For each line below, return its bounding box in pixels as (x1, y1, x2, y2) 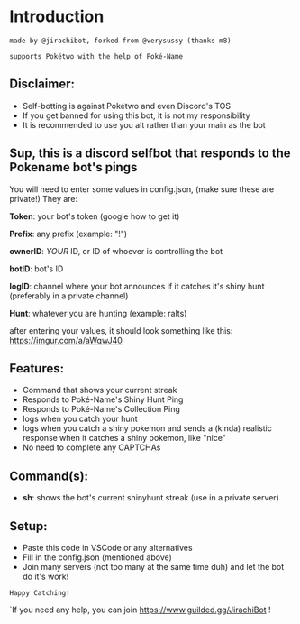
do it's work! (22, 571, 69, 582)
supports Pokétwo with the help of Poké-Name (9, 51, 183, 60)
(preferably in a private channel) (9, 290, 129, 301)
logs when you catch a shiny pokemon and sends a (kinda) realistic (22, 423, 272, 434)
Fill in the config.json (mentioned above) (22, 552, 173, 563)
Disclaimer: (9, 77, 75, 92)
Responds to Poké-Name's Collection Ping (22, 404, 180, 415)
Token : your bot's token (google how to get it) (9, 210, 180, 222)
